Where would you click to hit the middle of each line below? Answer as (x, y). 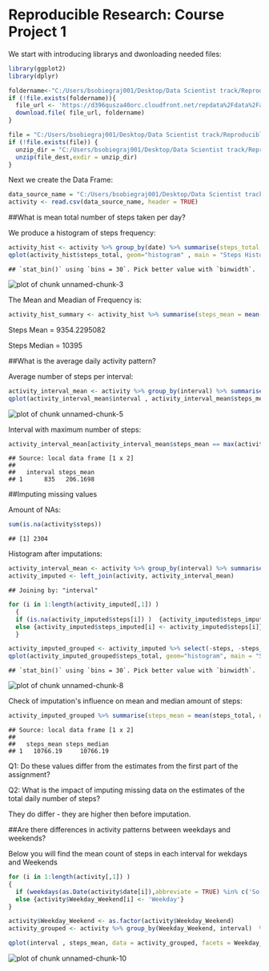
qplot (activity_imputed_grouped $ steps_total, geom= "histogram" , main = (130, 656)
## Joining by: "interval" (53, 590)
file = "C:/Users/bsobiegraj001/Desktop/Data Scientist (103, 135)
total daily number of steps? (54, 799)
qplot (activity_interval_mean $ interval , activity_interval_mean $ (121, 398)
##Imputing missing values (53, 494)
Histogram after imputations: (55, 554)
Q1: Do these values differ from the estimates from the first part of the (123, 766)
